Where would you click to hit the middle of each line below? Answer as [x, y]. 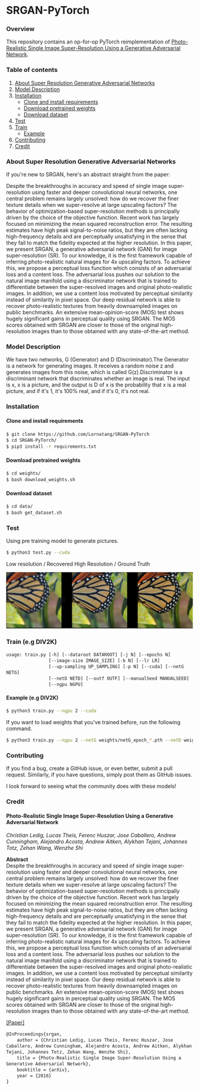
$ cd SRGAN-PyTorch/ [32, 441]
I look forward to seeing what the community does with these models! [91, 786]
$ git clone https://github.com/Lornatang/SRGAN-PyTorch [78, 434]
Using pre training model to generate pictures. [62, 541]
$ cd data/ [20, 507]
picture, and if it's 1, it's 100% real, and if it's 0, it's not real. [78, 391]
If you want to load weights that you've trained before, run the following [93, 723]
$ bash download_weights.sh [41, 480]
